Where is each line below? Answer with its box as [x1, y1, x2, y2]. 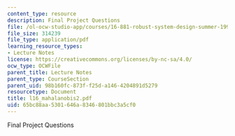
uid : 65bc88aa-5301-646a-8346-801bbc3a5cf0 [7, 102, 136, 109]
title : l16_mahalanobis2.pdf [7, 95, 92, 102]
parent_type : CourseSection [7, 75, 90, 83]
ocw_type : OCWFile [7, 62, 61, 69]
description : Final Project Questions [7, 17, 120, 24]
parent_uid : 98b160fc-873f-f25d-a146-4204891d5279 [7, 82, 158, 89]
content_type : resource [7, 10, 77, 18]
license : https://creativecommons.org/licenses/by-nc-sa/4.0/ [7, 56, 192, 63]
